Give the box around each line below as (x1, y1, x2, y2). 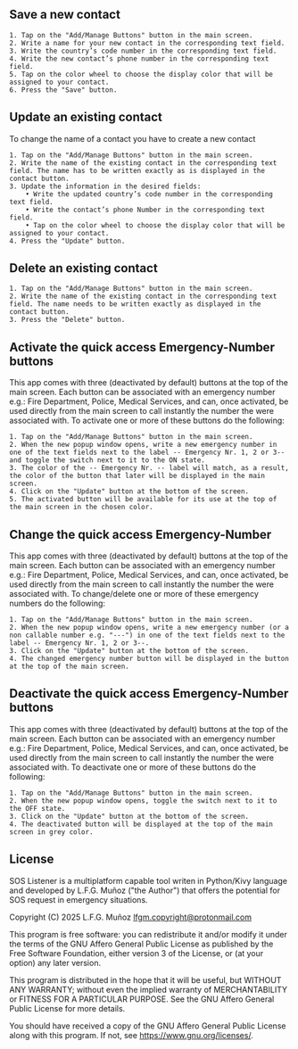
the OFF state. (9, 804, 66, 813)
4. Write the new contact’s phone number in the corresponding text (9, 54, 269, 63)
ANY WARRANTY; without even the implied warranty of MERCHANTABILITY (9, 984, 288, 995)
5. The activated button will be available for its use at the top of (9, 495, 277, 504)
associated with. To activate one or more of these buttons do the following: (9, 415, 286, 426)
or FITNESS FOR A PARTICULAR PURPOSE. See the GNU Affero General (9, 994, 275, 1004)
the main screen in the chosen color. (9, 503, 153, 512)
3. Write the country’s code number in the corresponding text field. (9, 46, 277, 55)
